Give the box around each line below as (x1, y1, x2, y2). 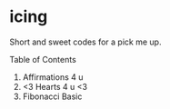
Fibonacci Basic (22, 91, 83, 102)
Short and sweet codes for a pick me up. (9, 36, 162, 47)
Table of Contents (9, 54, 77, 64)
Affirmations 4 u (22, 71, 84, 83)
